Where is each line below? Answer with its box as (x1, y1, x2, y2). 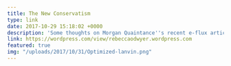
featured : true (7, 42, 51, 49)
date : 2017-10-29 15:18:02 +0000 (7, 23, 103, 30)
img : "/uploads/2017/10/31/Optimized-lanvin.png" (7, 49, 153, 56)
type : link (7, 16, 38, 23)
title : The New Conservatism (7, 10, 91, 17)
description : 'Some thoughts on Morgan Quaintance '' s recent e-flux (7, 29, 208, 36)
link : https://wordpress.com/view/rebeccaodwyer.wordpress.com (7, 36, 192, 43)
